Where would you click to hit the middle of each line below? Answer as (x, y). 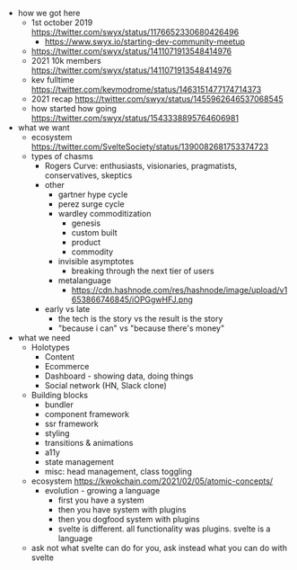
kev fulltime (52, 80)
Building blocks (59, 395)
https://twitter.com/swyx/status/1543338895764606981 (135, 118)
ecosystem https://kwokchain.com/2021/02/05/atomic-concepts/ (152, 481)
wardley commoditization (105, 214)
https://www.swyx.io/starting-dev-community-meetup (144, 41)
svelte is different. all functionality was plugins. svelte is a (164, 529)
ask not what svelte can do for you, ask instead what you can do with (159, 548)
